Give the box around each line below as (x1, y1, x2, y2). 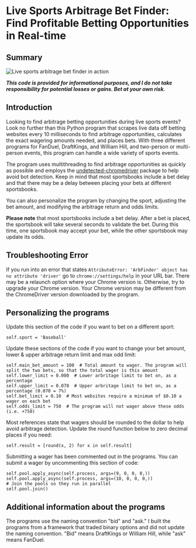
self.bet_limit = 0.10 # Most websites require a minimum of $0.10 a (6, 393, 182, 400)
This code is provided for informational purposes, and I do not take (6, 79, 173, 86)
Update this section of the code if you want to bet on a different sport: (6, 323, 175, 330)
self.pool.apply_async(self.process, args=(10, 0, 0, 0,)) (6, 476, 153, 482)
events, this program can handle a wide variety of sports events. (24, 149, 180, 156)
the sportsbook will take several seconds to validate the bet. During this (6, 221, 178, 228)
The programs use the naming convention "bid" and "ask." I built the (6, 517, 171, 525)
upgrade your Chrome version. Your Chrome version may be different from (6, 285, 186, 292)
